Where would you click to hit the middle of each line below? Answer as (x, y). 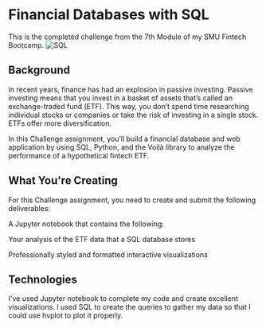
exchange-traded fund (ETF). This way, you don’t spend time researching (129, 106)
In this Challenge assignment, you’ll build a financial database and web (124, 139)
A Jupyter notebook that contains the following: (86, 224)
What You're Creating (63, 181)
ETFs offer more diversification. (60, 123)
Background (39, 70)
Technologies (43, 279)
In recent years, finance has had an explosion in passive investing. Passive (131, 89)
